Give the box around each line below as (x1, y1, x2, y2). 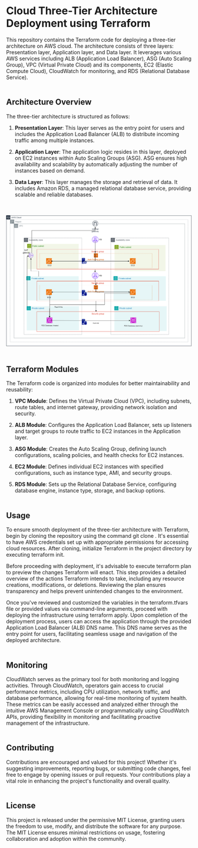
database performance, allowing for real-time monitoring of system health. (6, 695, 187, 702)
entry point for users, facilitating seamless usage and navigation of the (6, 630, 178, 637)
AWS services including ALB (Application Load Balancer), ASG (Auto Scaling (6, 55, 192, 62)
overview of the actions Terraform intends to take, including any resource (6, 575, 184, 582)
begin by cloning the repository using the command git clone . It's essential (6, 533, 189, 540)
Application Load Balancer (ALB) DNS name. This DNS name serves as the (6, 624, 187, 632)
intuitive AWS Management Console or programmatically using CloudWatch (6, 707, 190, 714)
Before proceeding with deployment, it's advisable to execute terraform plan (6, 563, 192, 570)
